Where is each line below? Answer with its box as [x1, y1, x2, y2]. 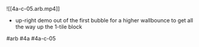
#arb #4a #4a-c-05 [6, 35, 57, 42]
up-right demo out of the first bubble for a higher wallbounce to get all [15, 17, 193, 23]
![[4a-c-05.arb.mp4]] [6, 5, 60, 12]
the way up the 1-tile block [15, 23, 83, 30]
